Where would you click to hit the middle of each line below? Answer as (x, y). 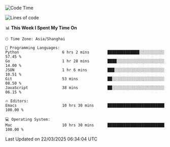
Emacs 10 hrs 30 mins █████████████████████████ (85, 105)
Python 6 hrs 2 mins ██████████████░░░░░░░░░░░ (85, 52)
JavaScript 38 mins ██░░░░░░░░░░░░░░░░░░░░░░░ (85, 88)
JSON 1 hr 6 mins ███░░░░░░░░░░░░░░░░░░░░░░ (85, 70)
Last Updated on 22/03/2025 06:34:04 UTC (51, 139)
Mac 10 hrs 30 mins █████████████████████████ (85, 125)
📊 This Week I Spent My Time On (41, 28)
